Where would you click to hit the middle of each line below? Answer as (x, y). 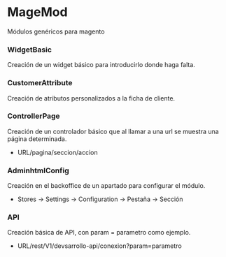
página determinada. (37, 139)
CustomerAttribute (40, 83)
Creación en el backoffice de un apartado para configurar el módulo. (106, 186)
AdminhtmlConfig (38, 170)
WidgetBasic (30, 50)
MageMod (37, 12)
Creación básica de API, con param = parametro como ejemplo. (99, 233)
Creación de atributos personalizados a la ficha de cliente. (91, 98)
